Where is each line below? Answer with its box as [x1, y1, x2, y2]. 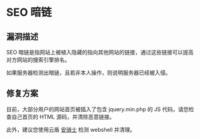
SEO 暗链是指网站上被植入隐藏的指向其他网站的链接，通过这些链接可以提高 [6, 49, 194, 56]
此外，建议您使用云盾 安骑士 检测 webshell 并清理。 [6, 126, 136, 133]
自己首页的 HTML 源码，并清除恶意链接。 [11, 113, 115, 120]
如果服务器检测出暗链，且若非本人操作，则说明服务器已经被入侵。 [6, 69, 171, 76]
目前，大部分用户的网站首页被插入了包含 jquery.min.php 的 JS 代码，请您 [6, 105, 189, 112]
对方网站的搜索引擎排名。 [6, 56, 70, 63]
